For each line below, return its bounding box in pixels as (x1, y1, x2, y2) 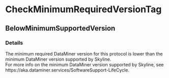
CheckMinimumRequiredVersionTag (5, 4, 162, 15)
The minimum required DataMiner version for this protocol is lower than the (5, 50, 163, 57)
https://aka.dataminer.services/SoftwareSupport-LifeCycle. (5, 67, 130, 73)
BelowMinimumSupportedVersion (5, 24, 116, 33)
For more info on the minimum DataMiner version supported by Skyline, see (5, 61, 164, 67)
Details (5, 39, 23, 46)
